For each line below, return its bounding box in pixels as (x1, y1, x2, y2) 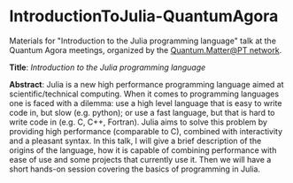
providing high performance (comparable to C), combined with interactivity (9, 126, 283, 136)
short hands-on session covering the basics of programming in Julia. (9, 164, 261, 174)
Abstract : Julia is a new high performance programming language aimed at (9, 79, 285, 89)
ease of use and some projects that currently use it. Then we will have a (9, 154, 272, 164)
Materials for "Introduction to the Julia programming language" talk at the (9, 35, 277, 46)
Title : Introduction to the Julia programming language (9, 62, 206, 72)
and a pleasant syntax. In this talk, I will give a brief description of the (9, 135, 262, 146)
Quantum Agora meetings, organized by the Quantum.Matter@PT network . (9, 44, 282, 55)
